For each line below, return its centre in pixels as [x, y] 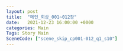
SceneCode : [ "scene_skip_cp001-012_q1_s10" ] [62, 39]
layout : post [22, 11]
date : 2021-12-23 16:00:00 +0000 [50, 22]
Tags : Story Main [27, 33]
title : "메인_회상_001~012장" [41, 17]
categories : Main [27, 28]
